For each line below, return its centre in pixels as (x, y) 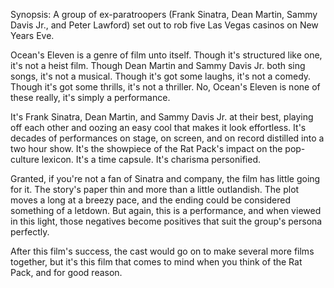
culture (25, 159)
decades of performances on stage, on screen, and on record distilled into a (167, 138)
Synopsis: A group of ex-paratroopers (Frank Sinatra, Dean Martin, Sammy (164, 14)
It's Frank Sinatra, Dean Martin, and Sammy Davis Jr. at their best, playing (162, 117)
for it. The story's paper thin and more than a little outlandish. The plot (155, 189)
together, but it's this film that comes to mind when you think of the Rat (156, 262)
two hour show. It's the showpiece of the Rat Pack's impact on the (146, 148)
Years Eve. (32, 35)
